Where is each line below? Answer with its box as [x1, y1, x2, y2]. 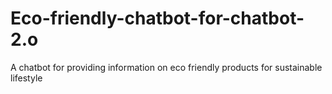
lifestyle [10, 72, 43, 84]
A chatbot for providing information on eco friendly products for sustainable [10, 61, 323, 73]
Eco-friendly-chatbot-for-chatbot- [10, 7, 305, 30]
